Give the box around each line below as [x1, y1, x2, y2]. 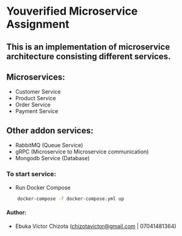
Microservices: [6, 72, 65, 82]
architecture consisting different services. [6, 51, 171, 62]
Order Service [15, 101, 51, 108]
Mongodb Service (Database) [15, 155, 90, 162]
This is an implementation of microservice [6, 42, 170, 52]
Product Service [15, 95, 56, 102]
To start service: [6, 170, 57, 179]
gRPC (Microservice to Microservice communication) [15, 148, 149, 155]
